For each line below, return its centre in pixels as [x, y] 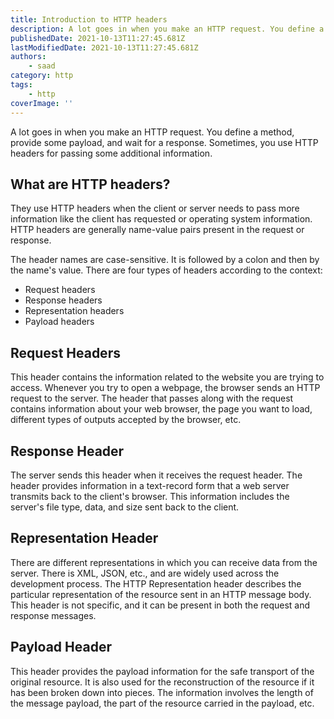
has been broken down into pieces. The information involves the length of [162, 692]
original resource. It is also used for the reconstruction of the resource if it [162, 682]
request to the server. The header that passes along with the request [152, 398]
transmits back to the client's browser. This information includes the [150, 496]
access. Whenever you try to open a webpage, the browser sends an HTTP [165, 388]
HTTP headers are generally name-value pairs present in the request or [157, 230]
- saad [42, 66]
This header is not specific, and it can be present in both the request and [160, 605]
